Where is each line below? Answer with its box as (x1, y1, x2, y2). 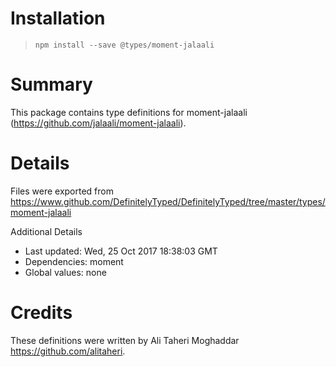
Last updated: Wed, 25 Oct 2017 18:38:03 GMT (24, 245, 218, 257)
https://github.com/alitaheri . (10, 345, 126, 357)
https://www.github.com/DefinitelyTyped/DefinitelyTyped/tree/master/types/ (10, 195, 326, 207)
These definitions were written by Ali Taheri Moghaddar (10, 334, 240, 346)
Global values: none (24, 266, 107, 278)
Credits (10, 302, 73, 324)
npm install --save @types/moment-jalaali (34, 40, 215, 50)
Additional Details (10, 225, 83, 237)
